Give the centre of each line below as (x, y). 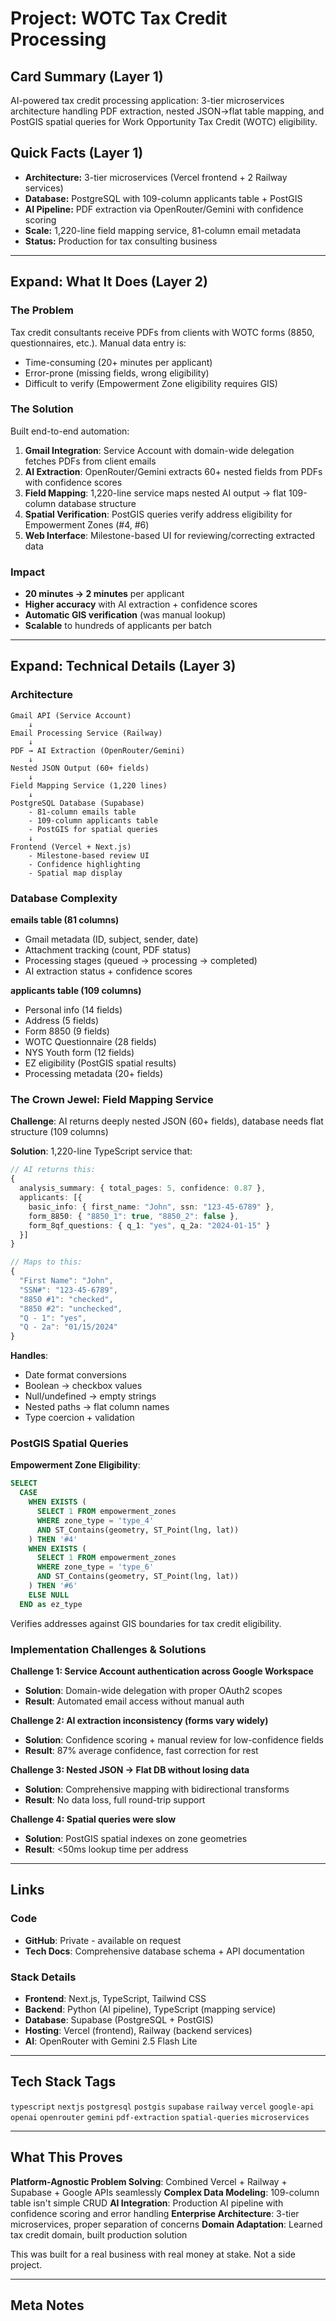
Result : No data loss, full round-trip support (115, 1799)
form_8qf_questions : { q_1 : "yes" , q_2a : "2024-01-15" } (149, 1225)
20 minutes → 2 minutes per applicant (104, 594)
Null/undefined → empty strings (90, 1396)
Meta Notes (47, 2305)
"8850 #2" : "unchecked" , (71, 1308)
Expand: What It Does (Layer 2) (109, 282)
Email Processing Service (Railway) (86, 733)
